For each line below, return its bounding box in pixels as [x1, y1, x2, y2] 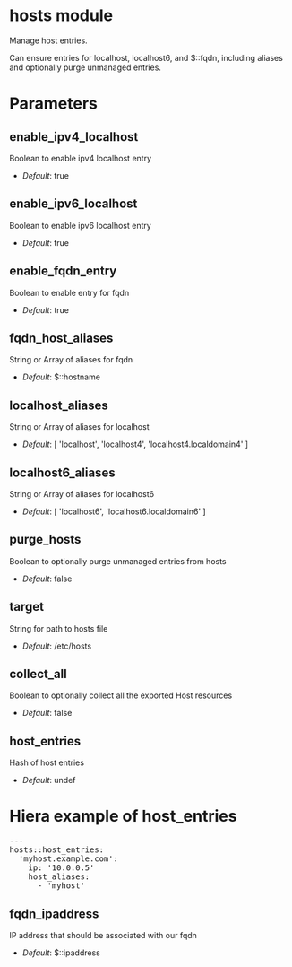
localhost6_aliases [9, 465, 116, 480]
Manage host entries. [9, 35, 88, 46]
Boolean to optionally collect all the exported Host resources [9, 690, 233, 701]
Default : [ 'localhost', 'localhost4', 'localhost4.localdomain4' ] [21, 439, 249, 449]
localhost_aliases [9, 397, 109, 413]
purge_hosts [9, 532, 82, 547]
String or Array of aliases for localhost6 [9, 489, 155, 499]
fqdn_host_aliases [9, 330, 114, 345]
